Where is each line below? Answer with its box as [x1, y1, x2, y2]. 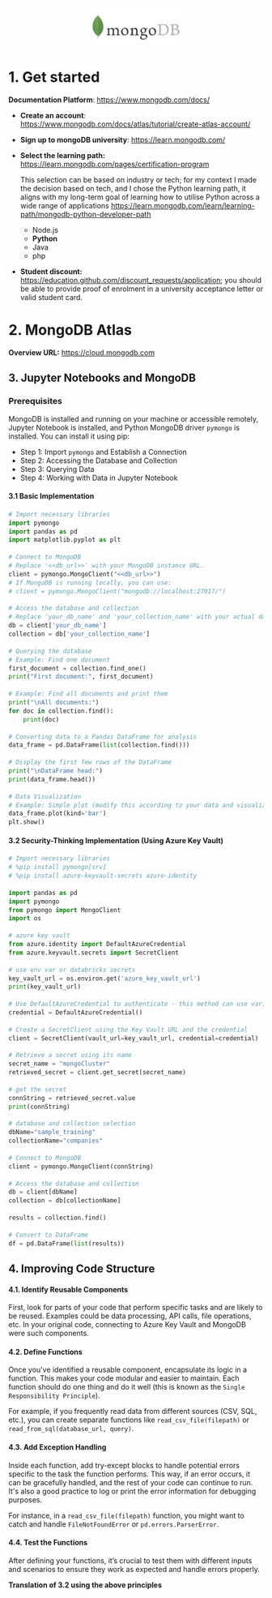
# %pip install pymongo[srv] [8, 863, 107, 872]
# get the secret [8, 1085, 67, 1094]
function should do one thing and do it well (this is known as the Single [8, 1382, 245, 1392]
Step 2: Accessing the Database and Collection [19, 456, 178, 465]
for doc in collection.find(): [8, 707, 114, 715]
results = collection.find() [8, 1214, 107, 1222]
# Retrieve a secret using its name [8, 1052, 132, 1060]
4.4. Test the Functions [8, 1538, 88, 1548]
